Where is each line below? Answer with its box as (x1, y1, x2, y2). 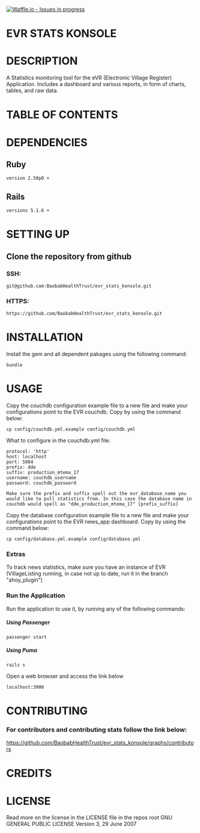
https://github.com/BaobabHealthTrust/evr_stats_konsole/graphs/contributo (6, 739, 194, 746)
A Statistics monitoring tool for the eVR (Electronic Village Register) (6, 74, 172, 81)
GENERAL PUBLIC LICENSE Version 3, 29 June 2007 (6, 820, 137, 828)
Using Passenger (6, 619, 50, 626)
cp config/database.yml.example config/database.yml (6, 536, 141, 543)
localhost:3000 (6, 684, 44, 690)
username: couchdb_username (6, 475, 77, 481)
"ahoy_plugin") (6, 576, 43, 583)
